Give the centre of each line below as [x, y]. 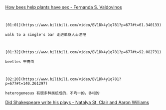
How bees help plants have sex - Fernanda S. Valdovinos [64, 7]
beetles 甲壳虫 [20, 62]
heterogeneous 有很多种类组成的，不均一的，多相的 [52, 93]
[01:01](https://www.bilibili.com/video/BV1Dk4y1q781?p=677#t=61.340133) [83, 25]
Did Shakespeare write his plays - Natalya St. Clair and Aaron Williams [77, 102]
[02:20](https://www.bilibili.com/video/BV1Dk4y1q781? [63, 79]
